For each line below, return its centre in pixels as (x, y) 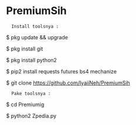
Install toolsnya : (35, 26)
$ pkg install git (25, 49)
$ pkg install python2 (32, 60)
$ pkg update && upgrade (37, 37)
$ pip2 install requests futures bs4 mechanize (62, 71)
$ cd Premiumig (25, 104)
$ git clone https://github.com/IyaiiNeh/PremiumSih (68, 83)
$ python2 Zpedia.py (31, 116)
